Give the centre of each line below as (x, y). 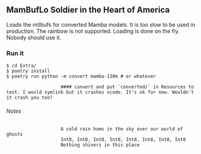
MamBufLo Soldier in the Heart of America (88, 10)
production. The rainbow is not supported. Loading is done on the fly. (93, 31)
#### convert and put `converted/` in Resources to (127, 87)
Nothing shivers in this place (100, 145)
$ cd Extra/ (21, 66)
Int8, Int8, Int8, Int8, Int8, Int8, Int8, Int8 (123, 140)
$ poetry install (28, 71)
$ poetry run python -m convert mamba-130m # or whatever (81, 76)
